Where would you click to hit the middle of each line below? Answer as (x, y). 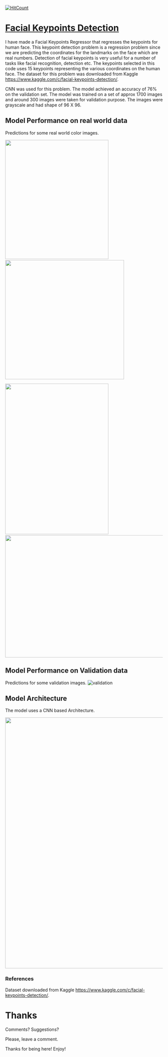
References (19, 979)
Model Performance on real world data (66, 121)
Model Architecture (36, 698)
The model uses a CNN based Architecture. (50, 711)
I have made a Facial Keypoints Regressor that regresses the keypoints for (81, 42)
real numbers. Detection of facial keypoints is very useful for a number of (80, 58)
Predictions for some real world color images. (52, 133)
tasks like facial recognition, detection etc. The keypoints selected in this (80, 63)
